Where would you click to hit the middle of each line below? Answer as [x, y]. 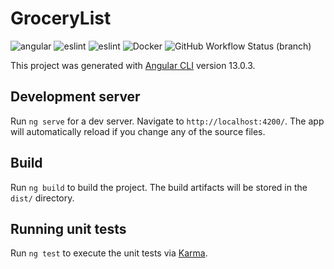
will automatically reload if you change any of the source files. [138, 131]
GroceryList [61, 18]
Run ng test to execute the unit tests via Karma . [109, 253]
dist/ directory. [42, 198]
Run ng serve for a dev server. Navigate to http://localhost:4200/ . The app [167, 121]
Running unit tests [68, 228]
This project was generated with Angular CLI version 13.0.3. [133, 65]
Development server [75, 97]
